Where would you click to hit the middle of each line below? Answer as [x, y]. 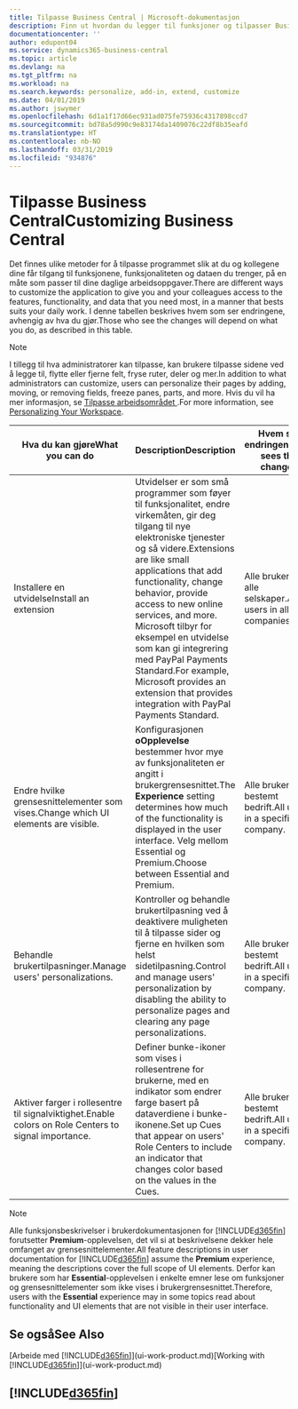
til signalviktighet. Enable [64, 1114]
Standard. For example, [182, 671]
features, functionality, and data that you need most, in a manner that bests [146, 302]
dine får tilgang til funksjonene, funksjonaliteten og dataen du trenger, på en [148, 274]
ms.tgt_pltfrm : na [43, 76]
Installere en [39, 587]
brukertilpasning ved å [181, 911]
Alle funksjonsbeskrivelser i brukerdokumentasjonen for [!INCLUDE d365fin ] [148, 1230]
